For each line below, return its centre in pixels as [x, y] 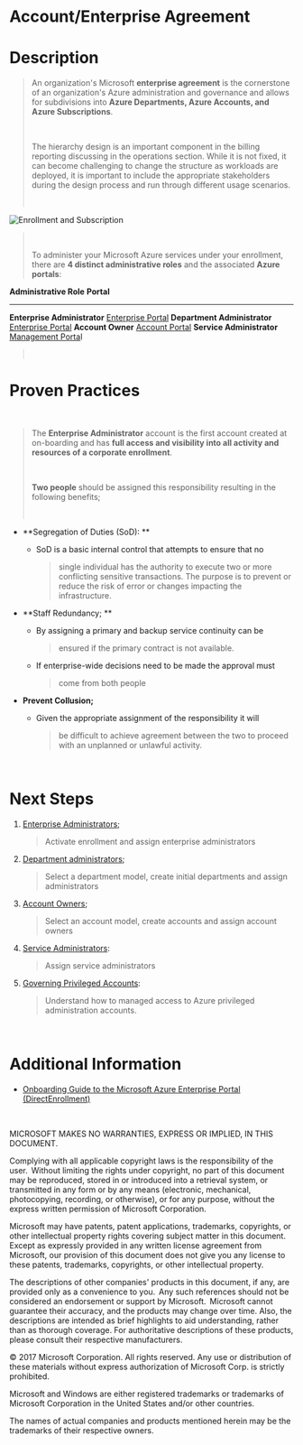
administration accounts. [91, 1010]
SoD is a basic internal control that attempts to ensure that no [150, 550]
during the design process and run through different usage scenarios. [161, 185]
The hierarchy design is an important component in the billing [145, 147]
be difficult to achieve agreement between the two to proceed [173, 736]
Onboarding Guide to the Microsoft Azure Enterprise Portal [131, 1088]
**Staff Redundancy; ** [67, 613]
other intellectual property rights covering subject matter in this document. [148, 1236]
